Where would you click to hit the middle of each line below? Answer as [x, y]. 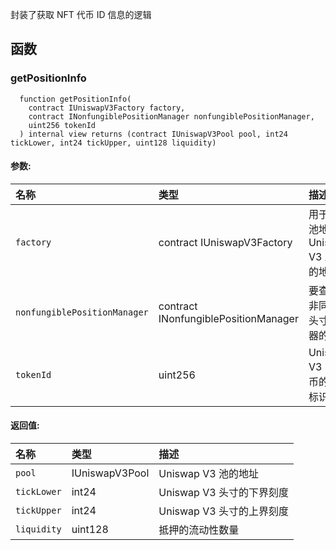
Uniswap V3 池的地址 [208, 474]
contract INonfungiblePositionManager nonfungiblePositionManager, [171, 116]
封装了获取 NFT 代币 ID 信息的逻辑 [81, 14]
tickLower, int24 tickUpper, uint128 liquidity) [113, 143]
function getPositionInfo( [75, 99]
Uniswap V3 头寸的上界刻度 [223, 511]
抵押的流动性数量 [199, 530]
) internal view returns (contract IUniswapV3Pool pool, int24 [153, 134]
